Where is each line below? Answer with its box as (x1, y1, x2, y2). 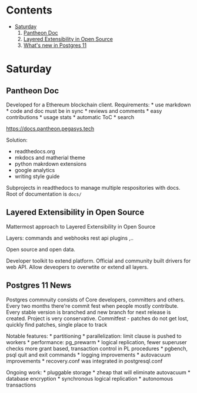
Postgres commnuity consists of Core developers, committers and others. (6, 296, 185, 303)
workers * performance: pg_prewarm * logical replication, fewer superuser (6, 338, 187, 345)
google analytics (14, 166, 55, 173)
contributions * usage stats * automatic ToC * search (6, 113, 134, 120)
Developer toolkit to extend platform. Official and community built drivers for (6, 257, 191, 264)
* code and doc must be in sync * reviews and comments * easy (6, 107, 162, 115)
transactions (6, 381, 36, 388)
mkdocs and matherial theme (14, 154, 85, 161)
